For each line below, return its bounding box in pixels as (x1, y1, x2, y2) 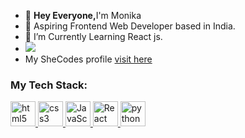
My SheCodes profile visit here (24, 53, 153, 65)
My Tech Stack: (10, 78, 88, 92)
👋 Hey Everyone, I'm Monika (24, 10, 142, 21)
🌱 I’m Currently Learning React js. (24, 31, 163, 42)
